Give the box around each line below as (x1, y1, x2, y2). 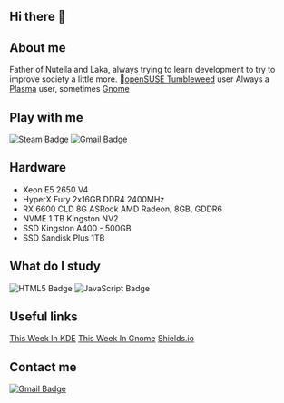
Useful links (9, 310, 79, 325)
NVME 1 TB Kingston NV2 (22, 212, 119, 223)
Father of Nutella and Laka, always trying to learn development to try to (9, 64, 276, 75)
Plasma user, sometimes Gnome (9, 84, 130, 94)
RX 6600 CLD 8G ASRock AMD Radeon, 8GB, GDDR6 (22, 203, 223, 214)
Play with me (9, 110, 83, 125)
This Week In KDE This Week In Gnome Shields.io (9, 333, 195, 344)
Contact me (9, 359, 77, 375)
